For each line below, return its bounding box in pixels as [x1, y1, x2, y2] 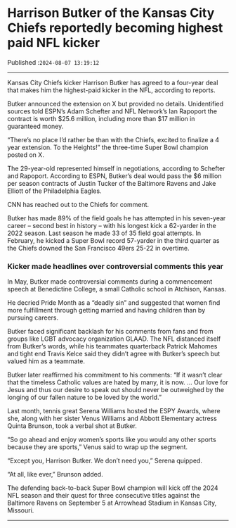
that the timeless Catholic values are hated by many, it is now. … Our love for [7, 378, 228, 386]
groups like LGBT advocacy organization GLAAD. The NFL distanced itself [7, 334, 221, 343]
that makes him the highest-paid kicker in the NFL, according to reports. [7, 86, 216, 94]
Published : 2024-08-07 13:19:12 [7, 58, 100, 66]
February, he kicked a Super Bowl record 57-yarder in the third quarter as [7, 236, 220, 244]
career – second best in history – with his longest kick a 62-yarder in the [7, 221, 216, 230]
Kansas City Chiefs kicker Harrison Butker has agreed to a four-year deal [7, 78, 218, 87]
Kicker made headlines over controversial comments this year [7, 261, 223, 271]
